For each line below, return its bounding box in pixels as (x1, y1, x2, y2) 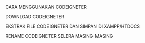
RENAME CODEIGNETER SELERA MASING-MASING (5, 33, 113, 39)
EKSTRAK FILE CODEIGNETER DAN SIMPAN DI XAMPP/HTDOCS (5, 23, 140, 29)
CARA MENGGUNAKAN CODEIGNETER (5, 4, 87, 10)
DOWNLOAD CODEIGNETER (5, 14, 64, 19)
